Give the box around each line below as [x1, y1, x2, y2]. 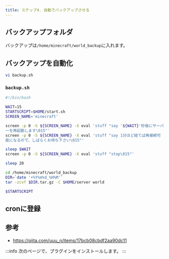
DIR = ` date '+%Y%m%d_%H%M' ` [5, 175, 63, 180]
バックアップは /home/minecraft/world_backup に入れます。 [5, 42, 128, 49]
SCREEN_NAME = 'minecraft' [5, 114, 59, 119]
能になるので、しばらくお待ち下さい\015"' [5, 137, 84, 143]
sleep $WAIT [5, 147, 31, 152]
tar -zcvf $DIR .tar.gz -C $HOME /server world [5, 180, 104, 185]
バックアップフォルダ [5, 28, 73, 36]
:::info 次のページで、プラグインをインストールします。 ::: [5, 248, 127, 254]
